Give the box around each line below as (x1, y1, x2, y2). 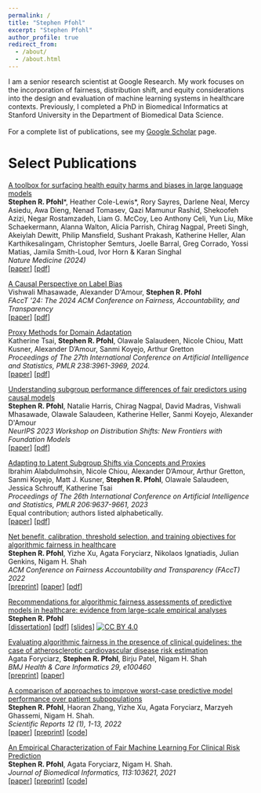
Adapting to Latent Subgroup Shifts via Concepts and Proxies (8, 458, 206, 467)
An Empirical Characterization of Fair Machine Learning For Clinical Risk (8, 743, 241, 752)
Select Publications (8, 155, 137, 173)
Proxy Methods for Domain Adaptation (8, 327, 132, 337)
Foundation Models (8, 434, 71, 444)
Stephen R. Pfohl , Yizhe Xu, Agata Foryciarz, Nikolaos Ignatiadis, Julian (8, 548, 239, 557)
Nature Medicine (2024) (8, 255, 86, 265)
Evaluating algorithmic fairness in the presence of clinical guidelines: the (8, 637, 242, 646)
